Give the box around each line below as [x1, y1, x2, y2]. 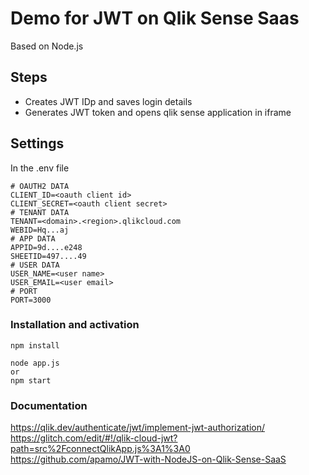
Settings [10, 135, 65, 152]
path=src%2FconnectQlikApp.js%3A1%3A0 [10, 443, 191, 455]
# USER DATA [10, 260, 60, 270]
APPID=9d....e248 [10, 242, 83, 252]
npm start [10, 375, 52, 386]
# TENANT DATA [10, 207, 70, 217]
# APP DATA [10, 233, 56, 244]
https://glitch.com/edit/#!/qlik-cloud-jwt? [10, 432, 178, 444]
